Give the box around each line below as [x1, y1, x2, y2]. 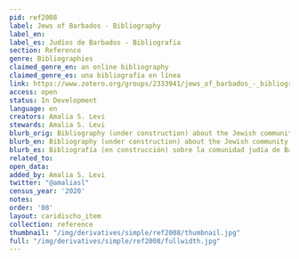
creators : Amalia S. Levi [9, 112, 105, 121]
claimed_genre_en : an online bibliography [9, 63, 169, 72]
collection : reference [9, 220, 93, 229]
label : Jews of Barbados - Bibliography [9, 21, 162, 30]
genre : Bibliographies [9, 54, 93, 63]
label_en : [9, 29, 46, 38]
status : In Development [9, 95, 98, 105]
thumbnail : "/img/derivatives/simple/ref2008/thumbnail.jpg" [9, 228, 241, 237]
